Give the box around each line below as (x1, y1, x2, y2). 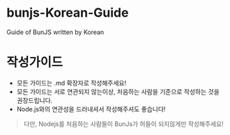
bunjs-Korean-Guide (6, 5, 129, 21)
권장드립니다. (16, 96, 53, 104)
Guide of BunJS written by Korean (6, 28, 105, 36)
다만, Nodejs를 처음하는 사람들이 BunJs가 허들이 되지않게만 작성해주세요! (23, 120, 224, 128)
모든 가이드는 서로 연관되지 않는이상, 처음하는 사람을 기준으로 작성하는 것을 (16, 87, 220, 95)
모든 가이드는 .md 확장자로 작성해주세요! (16, 79, 127, 87)
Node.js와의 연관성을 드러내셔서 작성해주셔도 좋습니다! (16, 104, 166, 113)
